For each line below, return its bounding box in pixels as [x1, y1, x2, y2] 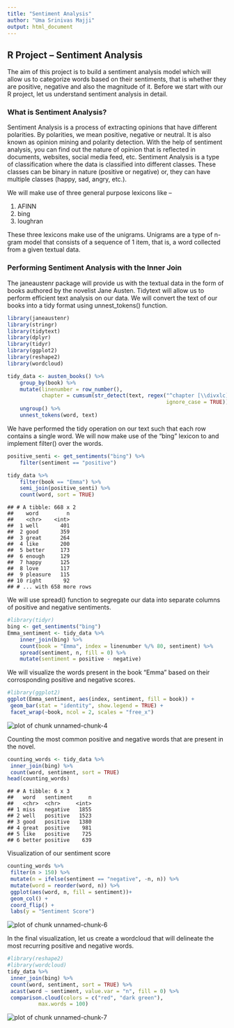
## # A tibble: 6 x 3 [7, 788, 70, 795]
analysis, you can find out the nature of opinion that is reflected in [7, 145, 196, 154]
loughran [17, 217, 44, 226]
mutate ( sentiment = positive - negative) [19, 656, 141, 663]
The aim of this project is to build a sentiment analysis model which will [7, 68, 211, 76]
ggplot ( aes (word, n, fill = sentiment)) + [10, 888, 132, 895]
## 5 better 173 [7, 546, 70, 554]
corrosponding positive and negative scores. [7, 676, 136, 684]
